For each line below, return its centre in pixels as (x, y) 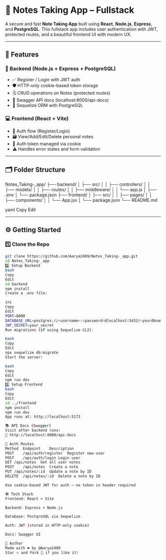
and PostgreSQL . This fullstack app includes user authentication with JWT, (82, 29)
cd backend (16, 284)
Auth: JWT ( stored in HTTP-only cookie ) (47, 526)
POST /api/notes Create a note (42, 467)
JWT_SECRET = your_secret (30, 325)
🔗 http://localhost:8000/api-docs (41, 435)
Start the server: (24, 357)
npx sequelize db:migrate (32, 353)
